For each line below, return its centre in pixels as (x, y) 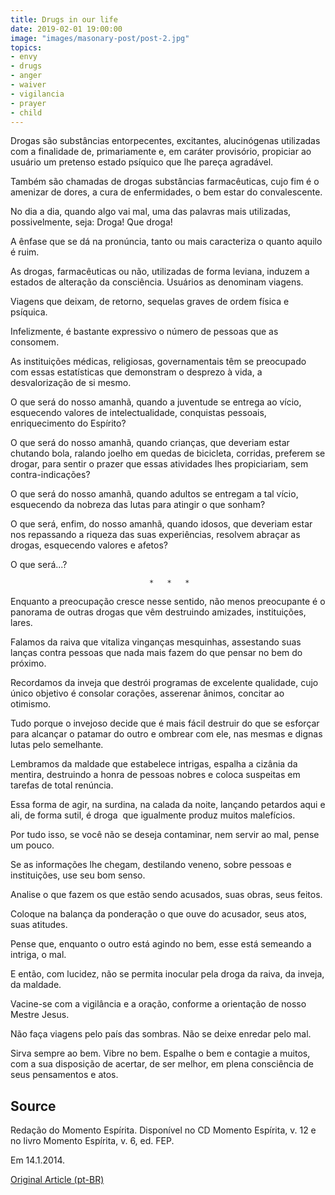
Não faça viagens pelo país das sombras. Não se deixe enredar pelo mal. (161, 1034)
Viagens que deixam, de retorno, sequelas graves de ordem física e (150, 302)
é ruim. (25, 252)
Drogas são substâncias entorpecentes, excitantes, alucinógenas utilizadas (165, 141)
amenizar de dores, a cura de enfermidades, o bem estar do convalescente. (166, 192)
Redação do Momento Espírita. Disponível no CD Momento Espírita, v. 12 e (163, 1130)
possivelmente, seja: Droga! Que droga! (91, 222)
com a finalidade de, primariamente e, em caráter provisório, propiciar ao (161, 152)
